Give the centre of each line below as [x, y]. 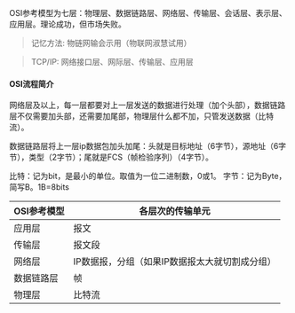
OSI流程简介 [32, 83]
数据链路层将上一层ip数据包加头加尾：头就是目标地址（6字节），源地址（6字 [148, 146]
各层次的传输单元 [175, 211]
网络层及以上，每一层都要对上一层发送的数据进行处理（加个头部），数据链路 [147, 106]
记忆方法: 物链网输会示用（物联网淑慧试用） [111, 43]
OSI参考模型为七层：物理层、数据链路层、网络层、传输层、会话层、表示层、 [148, 13]
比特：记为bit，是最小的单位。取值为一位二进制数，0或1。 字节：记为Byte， [148, 176]
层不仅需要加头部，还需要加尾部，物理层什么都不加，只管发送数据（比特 [141, 116]
